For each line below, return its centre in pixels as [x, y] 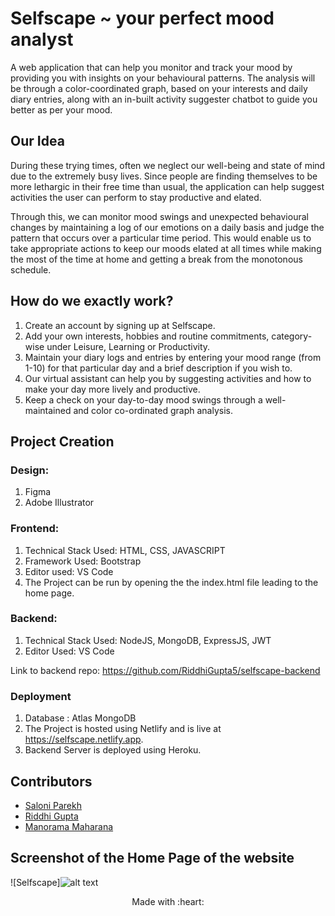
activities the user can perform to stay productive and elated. [136, 197]
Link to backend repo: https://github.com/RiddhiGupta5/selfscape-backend [165, 670]
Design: [30, 470]
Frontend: [35, 529]
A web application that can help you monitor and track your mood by [151, 67]
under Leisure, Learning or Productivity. [128, 346]
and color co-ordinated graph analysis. [153, 410]
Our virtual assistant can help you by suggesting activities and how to [168, 378]
